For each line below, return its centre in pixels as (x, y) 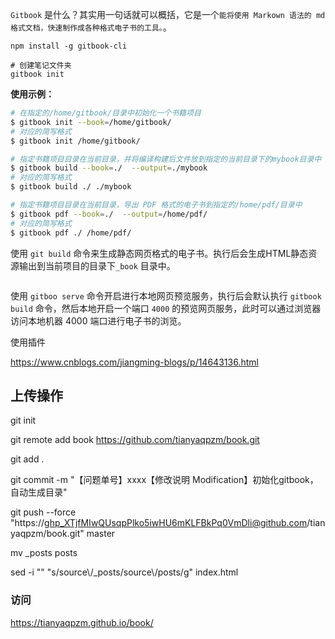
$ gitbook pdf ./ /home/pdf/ (71, 233)
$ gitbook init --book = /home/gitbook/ (91, 122)
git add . (27, 459)
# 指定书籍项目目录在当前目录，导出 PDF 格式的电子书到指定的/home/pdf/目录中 (156, 205)
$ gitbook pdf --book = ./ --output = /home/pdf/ (109, 214)
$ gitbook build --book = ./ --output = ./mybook (109, 168)
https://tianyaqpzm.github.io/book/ (82, 622)
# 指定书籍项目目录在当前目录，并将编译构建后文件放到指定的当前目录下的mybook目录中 (166, 159)
